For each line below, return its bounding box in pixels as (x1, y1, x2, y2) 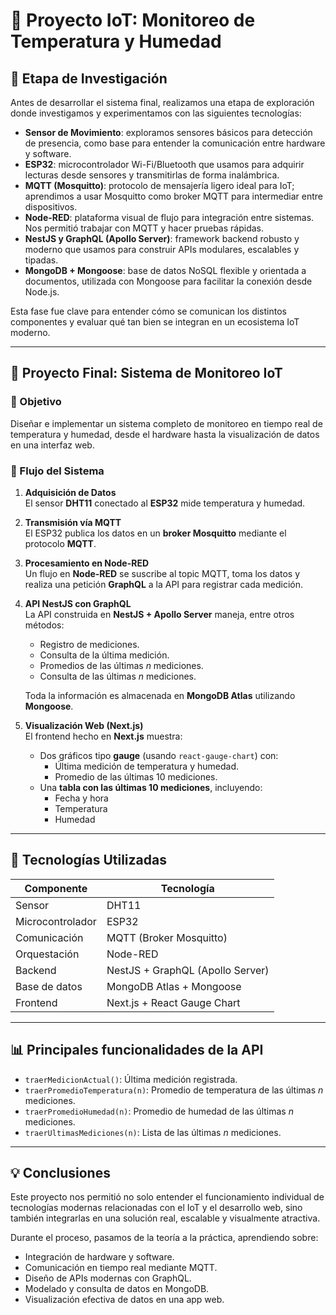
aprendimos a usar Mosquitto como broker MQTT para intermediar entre (24, 190, 323, 202)
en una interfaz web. (10, 439, 95, 451)
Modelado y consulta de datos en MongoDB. (24, 1283, 210, 1295)
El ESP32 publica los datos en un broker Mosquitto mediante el (24, 527, 287, 539)
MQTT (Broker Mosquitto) (106, 930, 228, 944)
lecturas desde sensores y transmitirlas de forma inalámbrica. (24, 169, 280, 181)
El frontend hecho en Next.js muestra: (24, 730, 183, 742)
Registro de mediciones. (39, 638, 140, 650)
